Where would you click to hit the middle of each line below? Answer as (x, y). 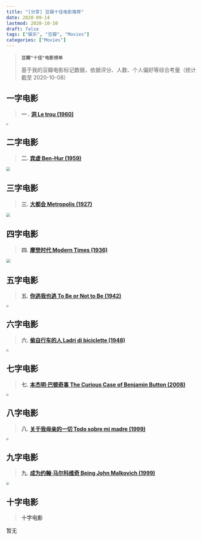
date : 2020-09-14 (28, 18)
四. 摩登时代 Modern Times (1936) (64, 250)
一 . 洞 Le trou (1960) (47, 114)
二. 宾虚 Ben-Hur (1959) (51, 158)
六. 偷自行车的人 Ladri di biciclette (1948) (73, 340)
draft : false (23, 29)
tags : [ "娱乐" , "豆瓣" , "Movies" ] (48, 35)
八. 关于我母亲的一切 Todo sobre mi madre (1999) (83, 429)
